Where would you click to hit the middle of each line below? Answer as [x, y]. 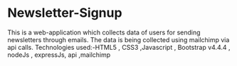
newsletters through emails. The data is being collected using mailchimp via [118, 39]
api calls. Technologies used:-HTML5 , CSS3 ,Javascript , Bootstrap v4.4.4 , [119, 47]
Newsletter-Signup [65, 13]
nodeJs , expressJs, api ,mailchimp [59, 55]
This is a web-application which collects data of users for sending [104, 32]
